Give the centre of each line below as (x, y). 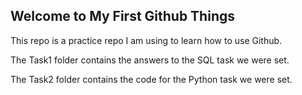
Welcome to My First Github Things (122, 16)
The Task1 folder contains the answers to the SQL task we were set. (150, 60)
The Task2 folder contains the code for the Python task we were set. (151, 79)
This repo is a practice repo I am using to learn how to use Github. (146, 40)
